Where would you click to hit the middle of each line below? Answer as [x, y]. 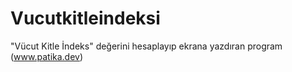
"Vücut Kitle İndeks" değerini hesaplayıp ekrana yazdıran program [146, 46]
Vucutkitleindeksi [85, 18]
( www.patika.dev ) [47, 56]
